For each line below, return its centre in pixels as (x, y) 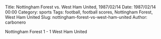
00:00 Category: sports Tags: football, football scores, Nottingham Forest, (79, 12)
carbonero (16, 22)
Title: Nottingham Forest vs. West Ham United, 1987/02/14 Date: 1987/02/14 (80, 7)
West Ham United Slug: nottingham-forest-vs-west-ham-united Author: (76, 17)
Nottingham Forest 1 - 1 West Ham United (46, 32)
